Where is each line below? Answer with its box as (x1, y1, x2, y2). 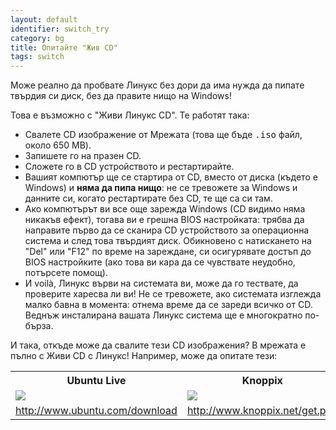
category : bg (10, 33, 65, 43)
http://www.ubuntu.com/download (15, 404, 178, 418)
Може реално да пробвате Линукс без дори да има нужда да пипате (10, 79, 305, 91)
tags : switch (10, 52, 65, 62)
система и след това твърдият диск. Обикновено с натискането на (24, 235, 312, 247)
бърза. (24, 320, 54, 332)
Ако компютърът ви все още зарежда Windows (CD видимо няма (24, 203, 306, 215)
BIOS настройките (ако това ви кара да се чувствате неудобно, (24, 256, 296, 268)
